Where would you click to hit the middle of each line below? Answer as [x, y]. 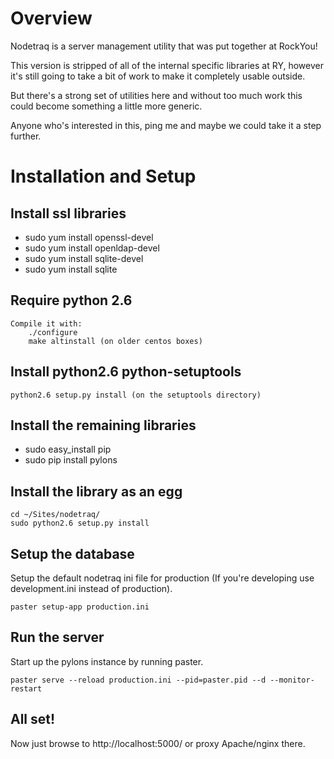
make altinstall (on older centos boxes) [115, 341]
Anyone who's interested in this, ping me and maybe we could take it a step [166, 125]
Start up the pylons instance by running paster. [107, 661]
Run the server [57, 637]
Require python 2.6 [71, 300]
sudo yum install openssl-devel [89, 237]
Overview [51, 18]
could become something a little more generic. [106, 106]
